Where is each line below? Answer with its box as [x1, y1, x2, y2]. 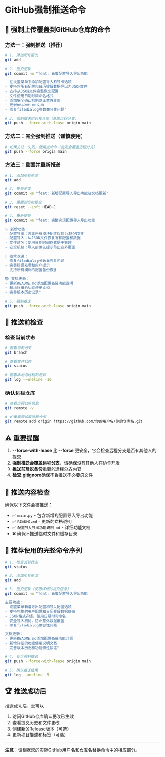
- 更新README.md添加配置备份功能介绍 [5, 636, 74, 641]
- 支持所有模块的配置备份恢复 [5, 267, 57, 272]
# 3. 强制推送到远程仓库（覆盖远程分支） [5, 116, 79, 121]
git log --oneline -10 [5, 377, 52, 382]
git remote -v [5, 405, 34, 410]
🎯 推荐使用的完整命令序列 [5, 547, 82, 555]
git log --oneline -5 [5, 672, 50, 677]
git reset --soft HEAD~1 [5, 204, 56, 209]
